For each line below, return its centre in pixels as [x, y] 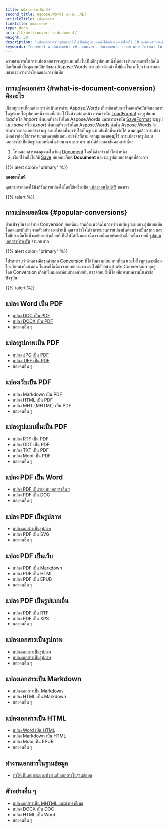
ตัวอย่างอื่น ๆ [21, 791]
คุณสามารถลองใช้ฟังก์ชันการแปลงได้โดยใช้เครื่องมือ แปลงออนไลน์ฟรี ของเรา [67, 187]
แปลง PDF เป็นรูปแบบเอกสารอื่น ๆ [42, 489]
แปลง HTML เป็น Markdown [39, 697]
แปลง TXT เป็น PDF [31, 450]
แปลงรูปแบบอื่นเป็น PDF [37, 427]
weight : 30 [17, 38]
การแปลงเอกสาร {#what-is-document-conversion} [81, 89]
